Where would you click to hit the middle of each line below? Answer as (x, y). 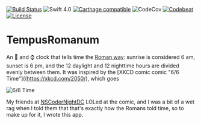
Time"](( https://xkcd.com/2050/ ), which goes (63, 78)
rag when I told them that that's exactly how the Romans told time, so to (95, 108)
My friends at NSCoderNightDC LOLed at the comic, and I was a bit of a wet (100, 102)
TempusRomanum (53, 40)
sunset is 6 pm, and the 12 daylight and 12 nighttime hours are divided (93, 66)
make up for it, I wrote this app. (45, 114)
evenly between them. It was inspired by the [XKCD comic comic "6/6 (93, 72)
